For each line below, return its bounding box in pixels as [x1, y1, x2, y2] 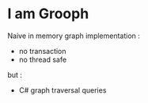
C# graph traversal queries [18, 85, 107, 95]
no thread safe [18, 55, 67, 64]
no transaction [18, 46, 66, 55]
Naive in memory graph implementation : [7, 31, 140, 40]
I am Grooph [7, 5, 89, 23]
